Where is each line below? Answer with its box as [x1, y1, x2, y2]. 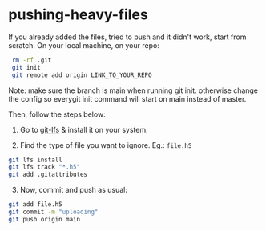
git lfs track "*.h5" [8, 163, 81, 171]
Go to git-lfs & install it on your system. [19, 125, 148, 134]
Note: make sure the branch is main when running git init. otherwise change [8, 86, 259, 95]
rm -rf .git [11, 56, 52, 64]
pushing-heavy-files [8, 6, 148, 24]
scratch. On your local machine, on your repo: [8, 40, 160, 50]
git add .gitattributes [8, 170, 88, 179]
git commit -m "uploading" [8, 208, 99, 217]
